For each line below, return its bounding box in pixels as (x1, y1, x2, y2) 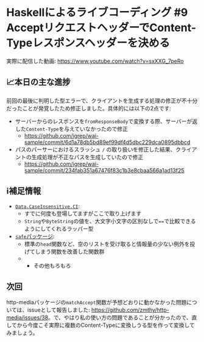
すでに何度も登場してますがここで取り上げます (24, 210, 142, 217)
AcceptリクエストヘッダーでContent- (6, 21, 197, 35)
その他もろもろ (33, 262, 71, 269)
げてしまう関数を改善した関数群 (24, 248, 105, 255)
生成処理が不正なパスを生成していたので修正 (31, 153, 144, 160)
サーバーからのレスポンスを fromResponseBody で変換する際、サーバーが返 (15, 117, 198, 125)
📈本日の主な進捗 (6, 77, 71, 87)
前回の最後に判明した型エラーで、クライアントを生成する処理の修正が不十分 (6, 97, 198, 104)
